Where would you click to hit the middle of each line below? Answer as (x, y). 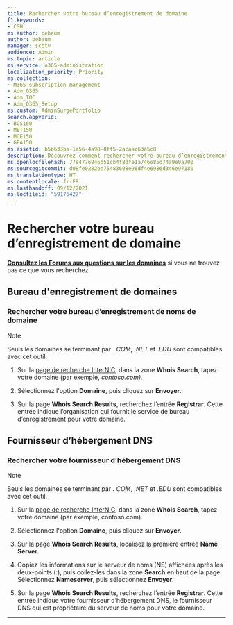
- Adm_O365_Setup (32, 104)
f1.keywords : (26, 20)
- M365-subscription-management (54, 85)
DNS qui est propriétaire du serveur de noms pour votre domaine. (111, 608)
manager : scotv (29, 46)
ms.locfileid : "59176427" (44, 194)
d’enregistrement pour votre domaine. (71, 419)
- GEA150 (20, 143)
